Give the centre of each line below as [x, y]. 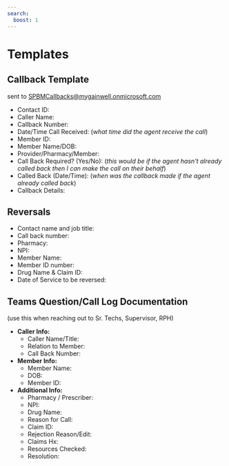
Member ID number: [46, 265]
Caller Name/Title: [53, 339]
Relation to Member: [56, 347]
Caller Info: [33, 331]
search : [18, 13]
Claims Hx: [43, 442]
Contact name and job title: [56, 229]
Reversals [29, 212]
